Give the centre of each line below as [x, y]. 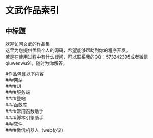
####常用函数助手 [24, 111]
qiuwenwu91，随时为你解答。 [36, 63]
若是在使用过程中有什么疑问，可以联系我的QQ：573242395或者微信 [77, 57]
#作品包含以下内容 [25, 74]
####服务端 [18, 92]
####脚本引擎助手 [24, 117]
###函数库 [16, 105]
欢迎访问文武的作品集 [28, 44]
